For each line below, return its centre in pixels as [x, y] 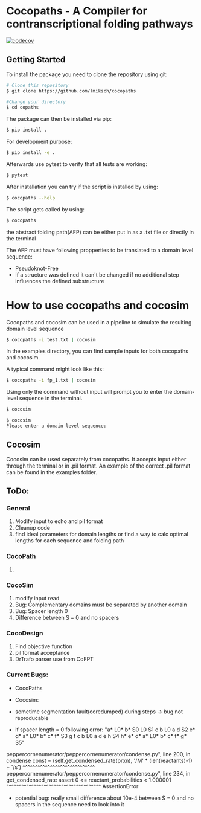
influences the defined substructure [59, 281]
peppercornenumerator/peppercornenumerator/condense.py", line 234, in [98, 773]
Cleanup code [32, 528]
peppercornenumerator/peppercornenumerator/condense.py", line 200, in [98, 754]
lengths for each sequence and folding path [69, 541]
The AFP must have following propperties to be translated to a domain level [100, 250]
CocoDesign [25, 633]
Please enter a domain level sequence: [56, 426]
